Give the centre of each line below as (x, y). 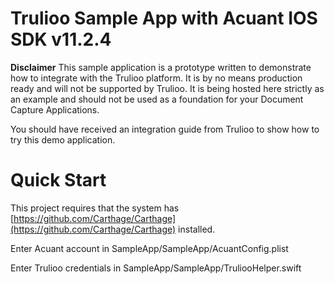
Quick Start (58, 180)
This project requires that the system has (95, 208)
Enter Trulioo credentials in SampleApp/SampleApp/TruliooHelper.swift (156, 268)
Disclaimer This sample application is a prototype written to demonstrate (161, 67)
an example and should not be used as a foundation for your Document (157, 99)
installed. (197, 229)
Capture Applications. (55, 109)
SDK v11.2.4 (61, 39)
